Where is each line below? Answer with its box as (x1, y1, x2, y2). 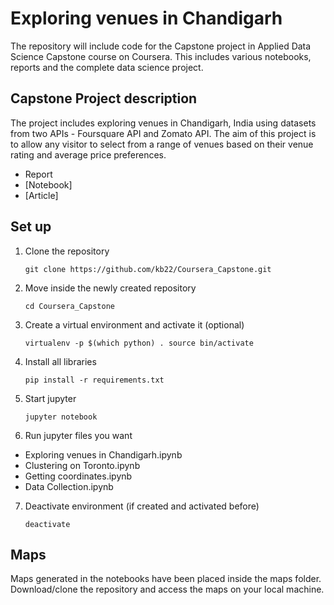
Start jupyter (24, 392, 77, 404)
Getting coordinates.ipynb (24, 470, 133, 482)
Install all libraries (24, 355, 97, 367)
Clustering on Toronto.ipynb (24, 459, 141, 471)
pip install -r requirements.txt (24, 375, 165, 385)
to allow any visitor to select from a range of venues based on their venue (10, 138, 314, 150)
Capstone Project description (10, 90, 198, 107)
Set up (10, 218, 52, 236)
